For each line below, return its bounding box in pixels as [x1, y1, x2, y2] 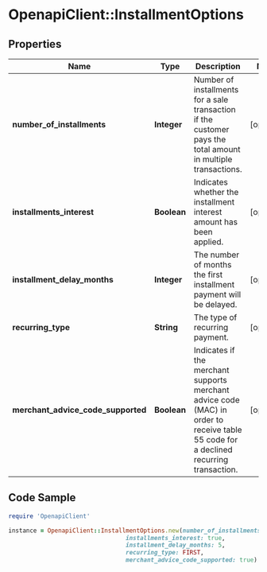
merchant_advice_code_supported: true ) [126, 556, 258, 564]
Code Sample [8, 491, 76, 504]
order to [193, 414, 224, 425]
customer [193, 124, 230, 134]
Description [195, 61, 241, 72]
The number [193, 249, 240, 260]
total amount [193, 144, 241, 154]
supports [193, 375, 228, 385]
